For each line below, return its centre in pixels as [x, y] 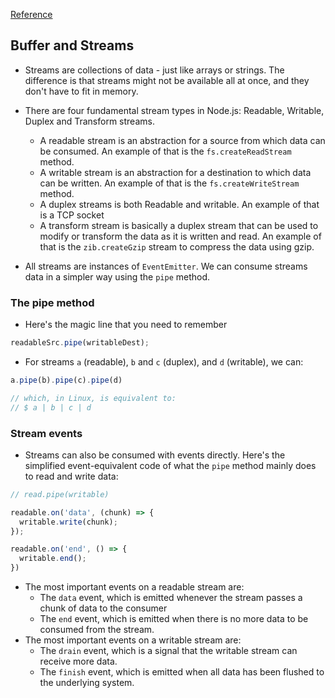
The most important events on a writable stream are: [133, 640]
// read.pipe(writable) [60, 494]
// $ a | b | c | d [51, 407]
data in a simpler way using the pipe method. [117, 276]
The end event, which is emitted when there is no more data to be [174, 619]
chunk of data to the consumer [103, 608]
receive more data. [78, 661]
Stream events [46, 433]
